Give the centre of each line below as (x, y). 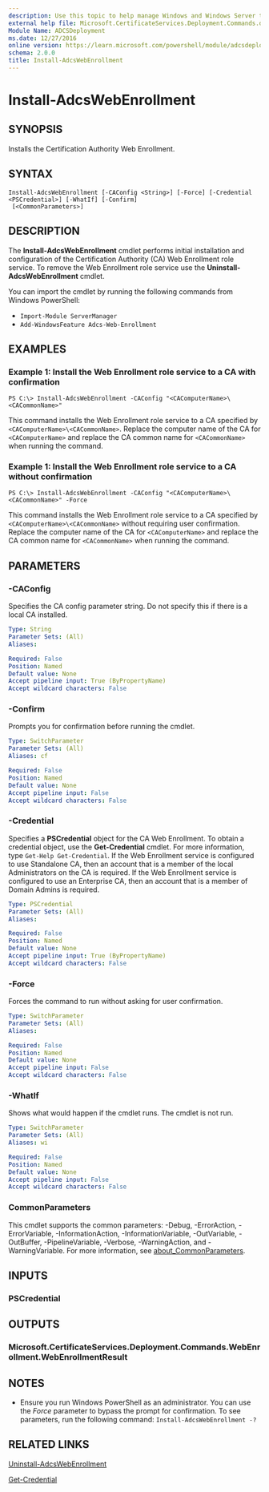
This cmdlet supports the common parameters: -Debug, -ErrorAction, (123, 1225)
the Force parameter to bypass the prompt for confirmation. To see (130, 1411)
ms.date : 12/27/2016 (43, 38)
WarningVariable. (37, 1250)
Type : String (30, 630)
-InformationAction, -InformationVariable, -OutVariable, (147, 1233)
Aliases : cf (28, 756)
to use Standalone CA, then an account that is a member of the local (121, 864)
